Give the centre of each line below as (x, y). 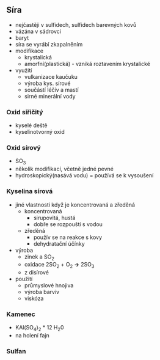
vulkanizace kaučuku (51, 76)
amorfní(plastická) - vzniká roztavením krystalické (87, 64)
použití (24, 279)
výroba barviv (42, 292)
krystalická (38, 57)
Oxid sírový (24, 148)
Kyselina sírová (30, 191)
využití (24, 70)
